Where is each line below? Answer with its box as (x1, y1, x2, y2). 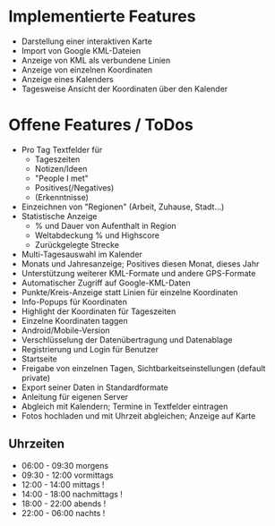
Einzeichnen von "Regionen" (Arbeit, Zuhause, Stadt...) (21, 201, 225, 212)
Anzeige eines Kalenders (21, 73, 114, 84)
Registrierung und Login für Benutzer (21, 344, 159, 354)
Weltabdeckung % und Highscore (34, 230, 160, 241)
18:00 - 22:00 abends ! (21, 498, 107, 509)
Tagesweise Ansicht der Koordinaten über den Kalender (21, 83, 228, 94)
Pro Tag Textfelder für (21, 144, 103, 155)
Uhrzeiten (8, 437, 64, 452)
